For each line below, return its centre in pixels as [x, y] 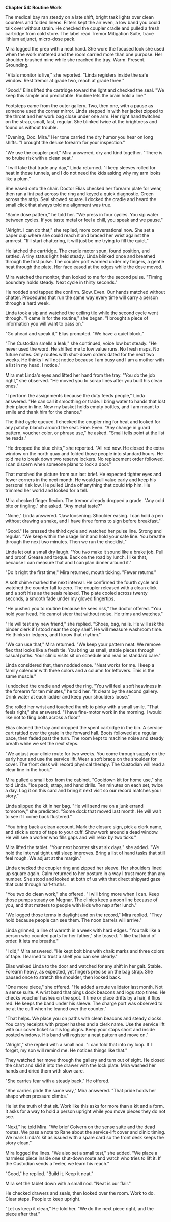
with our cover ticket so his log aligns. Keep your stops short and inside [80, 1029]
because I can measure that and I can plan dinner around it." [69, 563]
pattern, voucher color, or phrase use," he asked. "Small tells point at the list [85, 433]
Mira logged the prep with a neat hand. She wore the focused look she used [85, 49]
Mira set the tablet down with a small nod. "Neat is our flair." [68, 1183]
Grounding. [17, 65]
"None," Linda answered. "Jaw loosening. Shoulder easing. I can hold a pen [84, 516]
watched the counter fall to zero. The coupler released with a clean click [81, 588]
